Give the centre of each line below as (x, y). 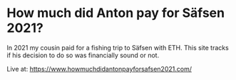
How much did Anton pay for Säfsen (116, 13)
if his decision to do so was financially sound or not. (83, 55)
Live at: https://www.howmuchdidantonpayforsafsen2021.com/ (99, 69)
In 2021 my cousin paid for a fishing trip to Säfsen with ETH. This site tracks (118, 47)
